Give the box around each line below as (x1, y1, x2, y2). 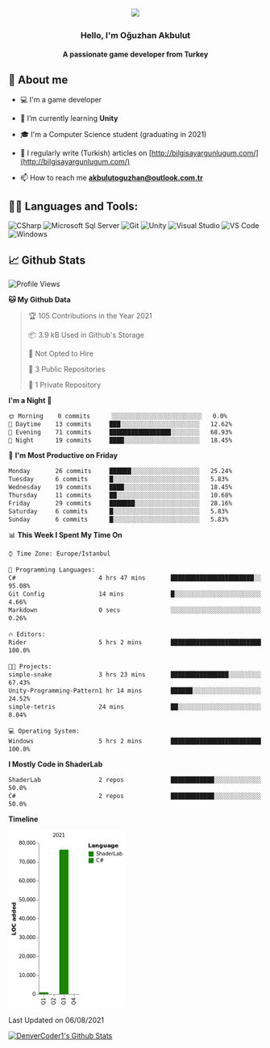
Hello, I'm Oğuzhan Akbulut (80, 29, 191, 40)
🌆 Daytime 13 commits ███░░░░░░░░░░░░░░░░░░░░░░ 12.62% (8, 420, 232, 428)
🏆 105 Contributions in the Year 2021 (27, 310, 153, 320)
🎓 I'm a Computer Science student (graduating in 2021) (19, 130, 207, 139)
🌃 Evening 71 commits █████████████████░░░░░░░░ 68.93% (8, 428, 232, 436)
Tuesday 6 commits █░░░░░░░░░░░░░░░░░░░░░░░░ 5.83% (8, 475, 229, 483)
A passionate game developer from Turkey (62, 49, 209, 60)
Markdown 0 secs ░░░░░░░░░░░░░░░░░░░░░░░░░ (8, 605, 262, 614)
